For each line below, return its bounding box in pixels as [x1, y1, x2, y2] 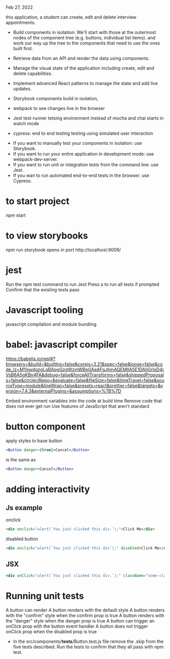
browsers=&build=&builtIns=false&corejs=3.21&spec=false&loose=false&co [6, 361, 163, 367]
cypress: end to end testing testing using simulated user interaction [13, 130, 153, 136]
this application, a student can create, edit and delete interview [6, 14, 137, 20]
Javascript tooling [6, 304, 84, 316]
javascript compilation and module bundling [6, 321, 97, 327]
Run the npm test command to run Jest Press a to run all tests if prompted [6, 281, 159, 287]
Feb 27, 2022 [6, 5, 33, 10]
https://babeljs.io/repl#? [6, 356, 56, 362]
